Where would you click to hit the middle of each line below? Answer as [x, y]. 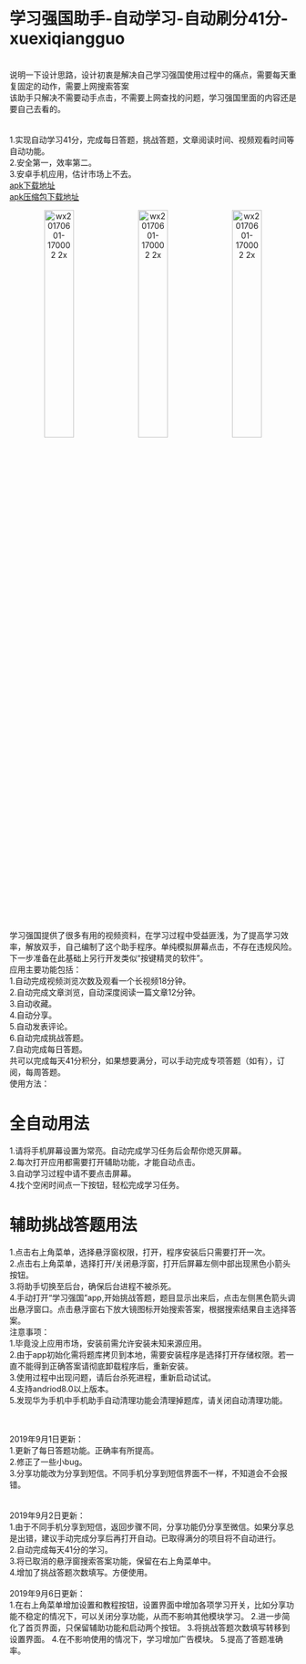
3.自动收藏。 [33, 1003]
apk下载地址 [33, 185]
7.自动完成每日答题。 [49, 1049]
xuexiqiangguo [67, 39]
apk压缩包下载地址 [45, 196]
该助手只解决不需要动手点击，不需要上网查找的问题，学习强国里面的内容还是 [153, 98]
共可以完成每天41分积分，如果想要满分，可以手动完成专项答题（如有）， [143, 1060]
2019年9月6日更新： [48, 1593]
